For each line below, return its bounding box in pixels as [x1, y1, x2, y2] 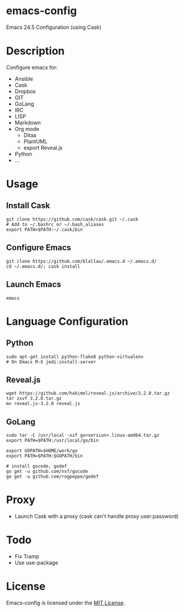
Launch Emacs [6, 279, 61, 289]
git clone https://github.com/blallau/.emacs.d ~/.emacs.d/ [6, 258, 157, 264]
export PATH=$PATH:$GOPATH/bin [6, 453, 83, 459]
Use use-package [14, 559, 58, 566]
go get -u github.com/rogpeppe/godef [6, 473, 99, 480]
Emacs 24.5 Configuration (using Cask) [6, 24, 102, 31]
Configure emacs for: [6, 64, 58, 71]
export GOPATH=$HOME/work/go [6, 448, 78, 454]
